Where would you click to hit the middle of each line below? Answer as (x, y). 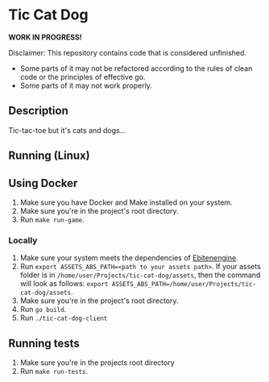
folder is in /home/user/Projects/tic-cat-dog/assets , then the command (140, 275)
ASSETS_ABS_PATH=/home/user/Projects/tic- (184, 284)
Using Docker (43, 183)
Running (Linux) (49, 156)
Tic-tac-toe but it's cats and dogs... (67, 130)
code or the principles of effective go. (83, 77)
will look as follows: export (64, 284)
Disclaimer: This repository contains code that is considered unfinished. (128, 52)
